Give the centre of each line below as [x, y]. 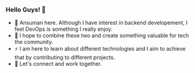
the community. [34, 42]
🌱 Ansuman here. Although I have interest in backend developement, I [101, 23]
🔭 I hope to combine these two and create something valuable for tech [101, 36]
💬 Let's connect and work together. [58, 64]
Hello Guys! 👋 [26, 10]
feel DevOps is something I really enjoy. [63, 29]
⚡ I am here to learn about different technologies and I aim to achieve [100, 49]
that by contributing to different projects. [65, 57]
